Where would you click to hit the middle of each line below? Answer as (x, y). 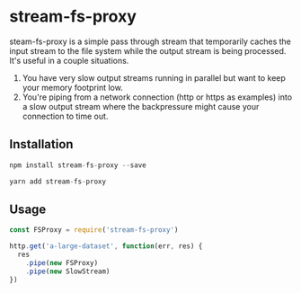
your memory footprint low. (72, 87)
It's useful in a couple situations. (69, 60)
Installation (41, 144)
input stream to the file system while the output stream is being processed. (148, 50)
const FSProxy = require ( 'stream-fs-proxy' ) (94, 230)
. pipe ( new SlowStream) (68, 271)
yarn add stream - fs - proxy (58, 182)
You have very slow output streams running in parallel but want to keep (154, 77)
